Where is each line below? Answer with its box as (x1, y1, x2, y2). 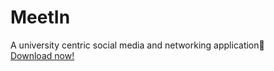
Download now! (10, 49, 75, 61)
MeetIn (10, 6, 71, 29)
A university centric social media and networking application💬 (10, 39, 265, 51)
